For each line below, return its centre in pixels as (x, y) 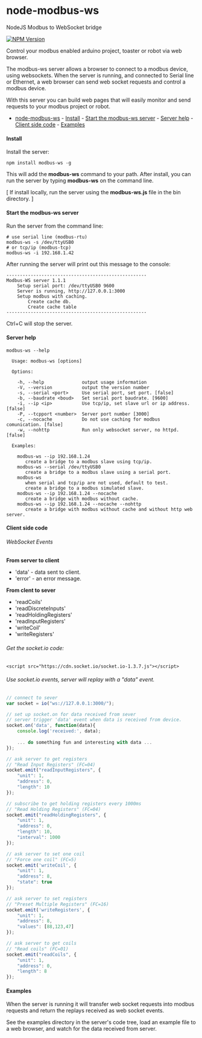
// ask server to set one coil (46, 854)
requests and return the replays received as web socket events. (85, 1011)
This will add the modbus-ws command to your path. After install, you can (99, 174)
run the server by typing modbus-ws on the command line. (80, 181)
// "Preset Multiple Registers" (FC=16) (58, 904)
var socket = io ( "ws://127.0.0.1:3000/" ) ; (60, 703)
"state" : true (35, 882)
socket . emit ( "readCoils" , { (42, 954)
